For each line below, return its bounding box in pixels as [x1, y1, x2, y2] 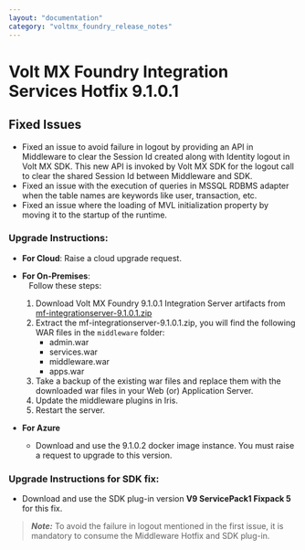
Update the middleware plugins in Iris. [35, 395, 179, 406]
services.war [48, 346, 98, 357]
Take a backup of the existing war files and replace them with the [35, 375, 281, 386]
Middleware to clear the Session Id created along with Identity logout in [21, 151, 290, 162]
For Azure [21, 422, 61, 433]
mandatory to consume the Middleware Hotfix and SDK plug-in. [30, 531, 270, 542]
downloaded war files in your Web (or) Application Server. [35, 385, 254, 396]
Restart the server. [35, 404, 106, 416]
